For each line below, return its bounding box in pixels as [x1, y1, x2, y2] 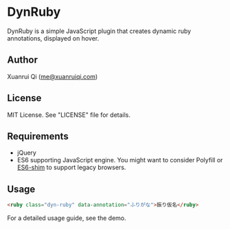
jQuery [16, 149, 36, 157]
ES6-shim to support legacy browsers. [16, 163, 126, 172]
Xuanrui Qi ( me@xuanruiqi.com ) [7, 72, 98, 80]
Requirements [7, 130, 69, 142]
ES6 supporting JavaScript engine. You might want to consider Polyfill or [16, 156, 223, 164]
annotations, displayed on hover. [7, 34, 100, 42]
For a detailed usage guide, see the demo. [7, 214, 127, 222]
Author [7, 54, 38, 66]
